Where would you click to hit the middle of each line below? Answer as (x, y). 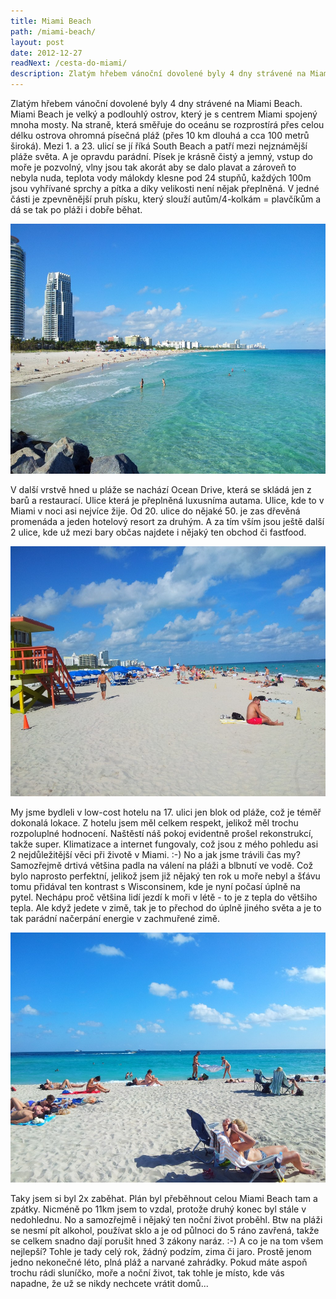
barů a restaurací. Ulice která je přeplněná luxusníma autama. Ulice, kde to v (167, 500)
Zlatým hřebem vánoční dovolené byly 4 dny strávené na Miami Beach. (156, 103)
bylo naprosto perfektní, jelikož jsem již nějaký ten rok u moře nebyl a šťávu (165, 876)
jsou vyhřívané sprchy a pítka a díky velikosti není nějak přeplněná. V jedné (165, 188)
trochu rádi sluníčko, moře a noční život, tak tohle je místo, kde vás (147, 1273)
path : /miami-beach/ (53, 31)
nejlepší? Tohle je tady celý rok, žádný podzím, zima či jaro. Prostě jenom (161, 1251)
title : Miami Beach (51, 21)
